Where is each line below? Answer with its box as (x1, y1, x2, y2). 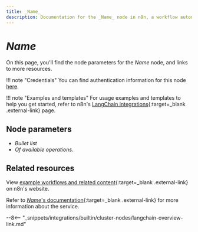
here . (6, 83, 19, 90)
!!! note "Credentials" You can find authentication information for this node (6, 77, 187, 84)
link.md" (6, 221, 27, 228)
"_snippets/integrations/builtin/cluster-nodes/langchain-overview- (22, 214, 184, 221)
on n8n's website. (6, 185, 49, 192)
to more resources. (6, 66, 52, 73)
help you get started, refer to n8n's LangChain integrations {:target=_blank (6, 101, 186, 108)
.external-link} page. (6, 107, 56, 114)
